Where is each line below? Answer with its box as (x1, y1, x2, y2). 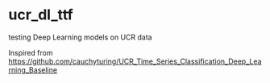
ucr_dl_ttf (8, 6, 74, 24)
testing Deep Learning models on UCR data (8, 32, 152, 42)
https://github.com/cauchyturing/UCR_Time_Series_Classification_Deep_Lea (8, 56, 262, 66)
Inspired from (8, 48, 53, 57)
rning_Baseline (8, 64, 58, 74)
